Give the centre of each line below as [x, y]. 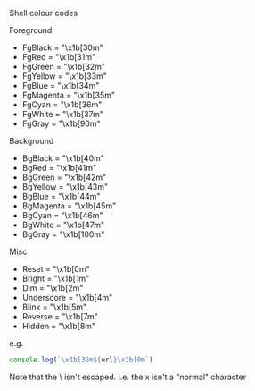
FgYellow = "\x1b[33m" [64, 76]
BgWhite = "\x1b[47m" [63, 225]
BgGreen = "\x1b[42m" [64, 177]
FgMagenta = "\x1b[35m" [69, 95]
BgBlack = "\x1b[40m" [63, 158]
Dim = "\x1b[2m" [53, 288]
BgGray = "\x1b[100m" [63, 234]
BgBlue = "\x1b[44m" [61, 196]
